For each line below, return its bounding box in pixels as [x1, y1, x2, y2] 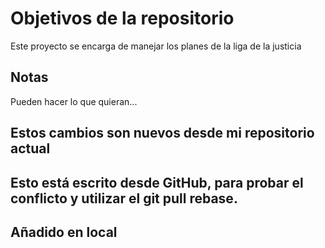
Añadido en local [10, 223, 118, 241]
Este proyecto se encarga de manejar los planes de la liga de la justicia [10, 40, 302, 52]
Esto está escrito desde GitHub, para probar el [10, 174, 304, 191]
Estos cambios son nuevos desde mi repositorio [10, 125, 315, 142]
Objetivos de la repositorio [10, 7, 235, 30]
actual [10, 140, 51, 157]
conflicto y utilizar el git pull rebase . [10, 190, 238, 207]
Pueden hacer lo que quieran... [10, 95, 138, 107]
